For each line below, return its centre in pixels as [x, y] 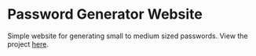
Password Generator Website [105, 14]
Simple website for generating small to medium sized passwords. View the [128, 36]
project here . [28, 44]
